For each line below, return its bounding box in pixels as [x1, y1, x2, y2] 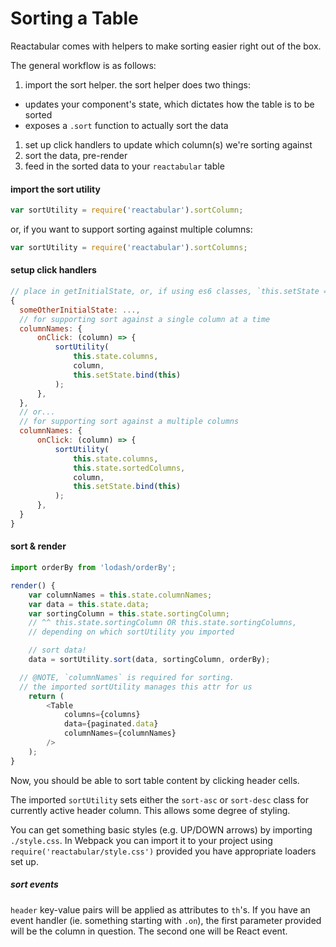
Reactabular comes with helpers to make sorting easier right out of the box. [10, 40, 322, 52]
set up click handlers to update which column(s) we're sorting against [24, 138, 313, 151]
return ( [28, 691, 65, 701]
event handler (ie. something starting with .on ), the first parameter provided [10, 914, 322, 926]
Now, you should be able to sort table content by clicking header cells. [10, 774, 300, 786]
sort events [10, 878, 59, 891]
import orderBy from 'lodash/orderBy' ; [10, 563, 177, 573]
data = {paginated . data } [63, 719, 159, 729]
